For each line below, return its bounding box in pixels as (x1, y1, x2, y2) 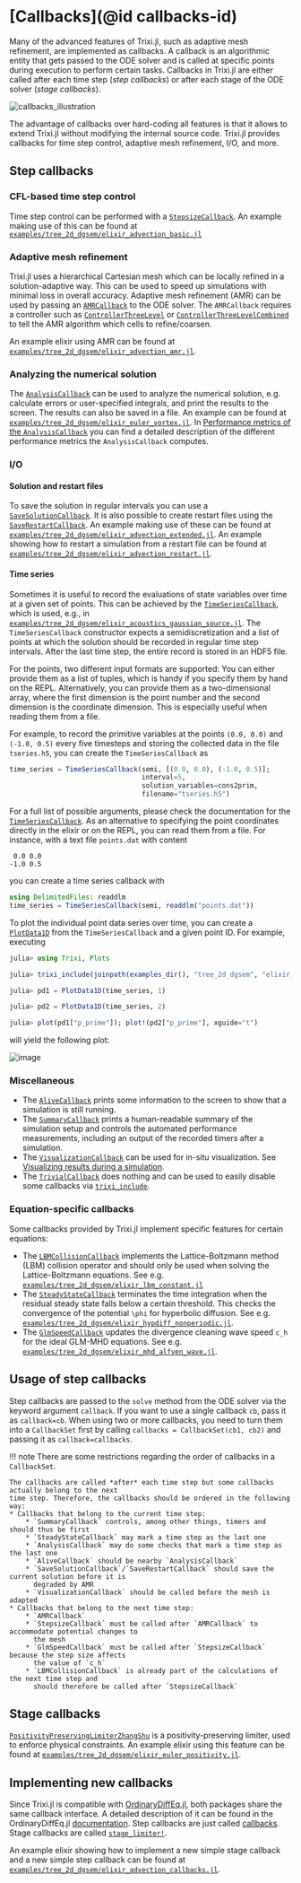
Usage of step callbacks (9, 1372, 147, 1387)
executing (9, 936, 47, 947)
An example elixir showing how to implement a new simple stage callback (9, 1845, 280, 1856)
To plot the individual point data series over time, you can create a (9, 917, 254, 928)
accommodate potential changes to (9, 1626, 139, 1636)
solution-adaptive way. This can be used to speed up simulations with (9, 280, 267, 291)
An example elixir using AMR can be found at (9, 336, 176, 346)
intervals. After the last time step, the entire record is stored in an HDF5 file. (9, 646, 288, 657)
